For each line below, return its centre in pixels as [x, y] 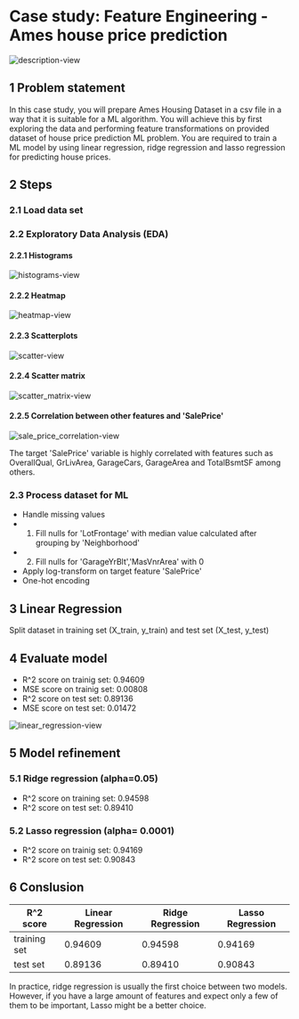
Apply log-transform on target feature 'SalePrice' [112, 571]
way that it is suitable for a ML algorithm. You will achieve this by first [136, 118]
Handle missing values [63, 515]
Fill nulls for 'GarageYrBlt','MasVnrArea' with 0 [120, 562]
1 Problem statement [68, 88]
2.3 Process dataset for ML [69, 494]
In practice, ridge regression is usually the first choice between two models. [148, 986]
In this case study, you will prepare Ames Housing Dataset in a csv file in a [145, 110]
